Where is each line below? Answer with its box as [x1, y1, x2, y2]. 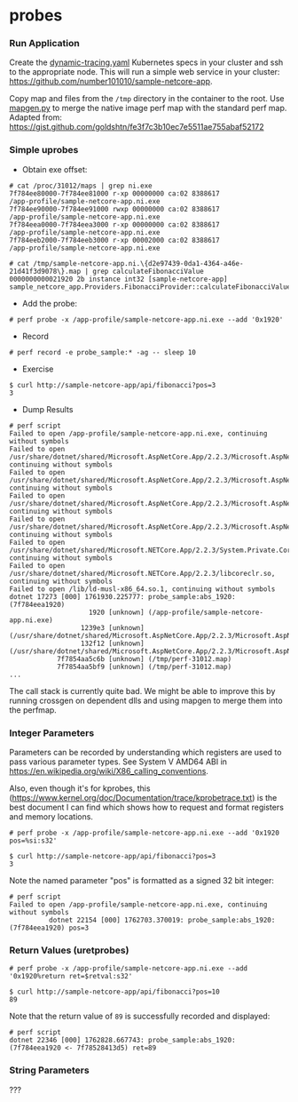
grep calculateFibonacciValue [92, 267, 204, 275]
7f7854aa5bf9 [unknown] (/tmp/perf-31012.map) [56, 662, 232, 671]
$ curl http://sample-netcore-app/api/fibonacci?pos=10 [9, 987, 220, 996]
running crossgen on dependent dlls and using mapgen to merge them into [9, 695, 283, 706]
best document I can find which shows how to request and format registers [9, 802, 284, 813]
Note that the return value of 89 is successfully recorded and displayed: [9, 1010, 271, 1022]
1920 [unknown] [88, 608, 145, 617]
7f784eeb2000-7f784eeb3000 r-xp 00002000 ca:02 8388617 [9, 236, 220, 244]
